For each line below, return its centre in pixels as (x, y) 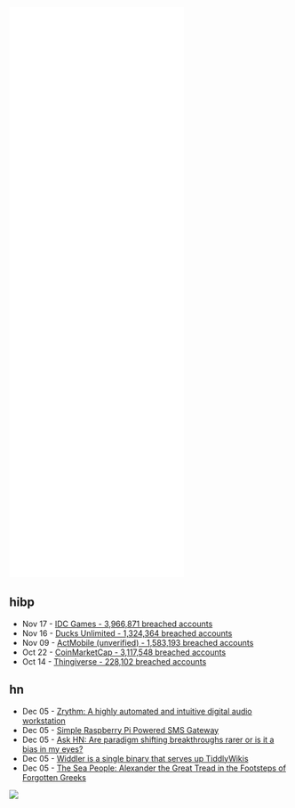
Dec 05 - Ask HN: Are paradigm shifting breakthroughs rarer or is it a (148, 739)
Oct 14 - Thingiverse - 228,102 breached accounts (114, 661)
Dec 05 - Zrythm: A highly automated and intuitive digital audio (137, 711)
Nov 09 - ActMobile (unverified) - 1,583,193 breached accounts (138, 642)
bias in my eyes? (52, 749)
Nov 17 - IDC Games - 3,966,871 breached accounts (117, 624)
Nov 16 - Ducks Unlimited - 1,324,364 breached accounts (127, 633)
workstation (44, 721)
